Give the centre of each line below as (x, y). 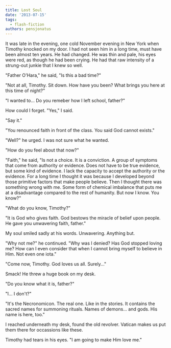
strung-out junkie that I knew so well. (44, 66)
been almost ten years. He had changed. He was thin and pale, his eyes (81, 55)
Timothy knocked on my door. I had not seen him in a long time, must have (83, 49)
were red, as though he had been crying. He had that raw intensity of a (80, 60)
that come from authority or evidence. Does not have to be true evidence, (83, 166)
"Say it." (14, 120)
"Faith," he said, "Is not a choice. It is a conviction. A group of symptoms (81, 160)
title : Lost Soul (24, 10)
